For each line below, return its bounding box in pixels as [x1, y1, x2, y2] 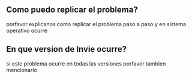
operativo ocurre [6, 27, 48, 34]
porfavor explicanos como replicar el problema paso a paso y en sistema [6, 20, 186, 27]
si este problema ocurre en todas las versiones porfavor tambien [6, 60, 166, 67]
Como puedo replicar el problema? [6, 5, 138, 15]
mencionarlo [6, 66, 37, 73]
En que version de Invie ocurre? [6, 44, 127, 54]
